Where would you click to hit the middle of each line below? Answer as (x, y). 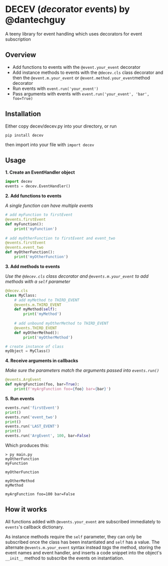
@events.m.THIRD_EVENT (38, 305)
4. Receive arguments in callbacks (42, 361)
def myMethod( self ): (36, 309)
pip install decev (24, 135)
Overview (21, 55)
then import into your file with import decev (50, 145)
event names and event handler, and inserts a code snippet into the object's (83, 552)
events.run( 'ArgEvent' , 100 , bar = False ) (48, 436)
